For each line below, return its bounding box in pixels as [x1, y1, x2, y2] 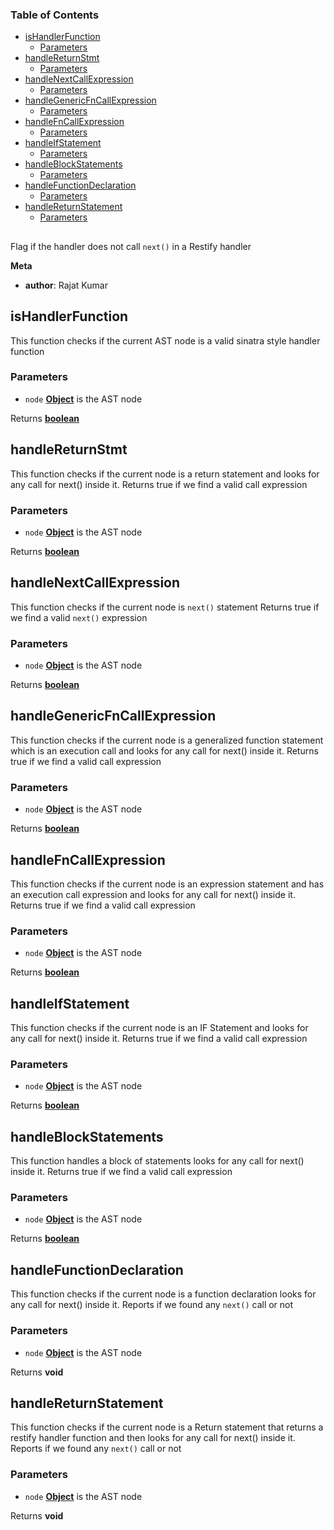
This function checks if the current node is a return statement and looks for [10, 468, 320, 480]
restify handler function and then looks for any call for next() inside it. [10, 1432, 296, 1444]
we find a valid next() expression [10, 611, 148, 623]
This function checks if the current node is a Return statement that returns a [10, 1421, 324, 1433]
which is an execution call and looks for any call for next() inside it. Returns [10, 744, 319, 757]
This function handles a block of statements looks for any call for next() [10, 1155, 305, 1167]
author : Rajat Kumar [24, 279, 108, 291]
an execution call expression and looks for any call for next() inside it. [10, 888, 296, 900]
